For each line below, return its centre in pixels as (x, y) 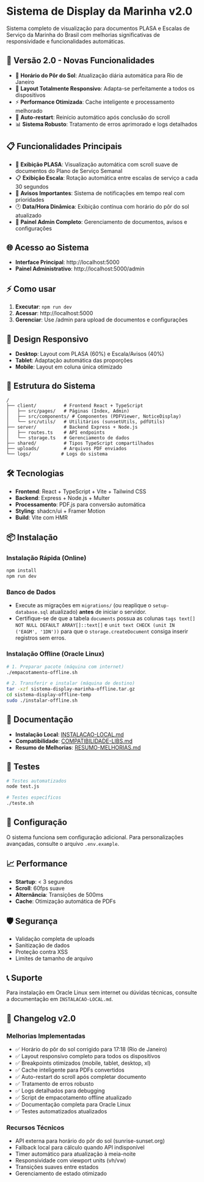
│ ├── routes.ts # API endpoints (56, 432)
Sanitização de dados (42, 945)
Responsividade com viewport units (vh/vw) (71, 1161)
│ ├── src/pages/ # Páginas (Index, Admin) (68, 411)
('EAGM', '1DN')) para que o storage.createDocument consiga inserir (101, 631)
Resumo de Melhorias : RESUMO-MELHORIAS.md (78, 747)
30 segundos (32, 186)
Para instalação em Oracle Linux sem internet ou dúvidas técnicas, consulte (102, 992)
